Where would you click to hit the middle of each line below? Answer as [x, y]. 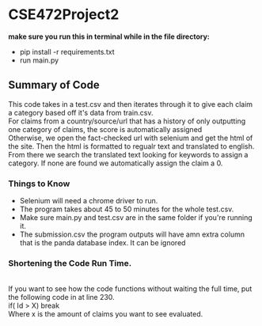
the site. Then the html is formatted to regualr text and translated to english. [131, 146]
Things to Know [39, 184]
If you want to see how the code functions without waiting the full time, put [130, 289]
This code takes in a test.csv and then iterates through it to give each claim [131, 104]
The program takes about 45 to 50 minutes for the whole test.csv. [127, 209]
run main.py [39, 60]
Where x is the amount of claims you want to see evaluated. [106, 314]
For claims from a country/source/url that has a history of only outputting [127, 121]
